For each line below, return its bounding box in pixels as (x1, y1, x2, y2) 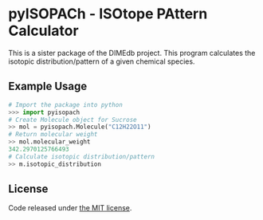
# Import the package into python (8, 100, 124, 108)
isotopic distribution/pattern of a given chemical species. (8, 57, 195, 66)
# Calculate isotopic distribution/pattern (8, 152, 155, 160)
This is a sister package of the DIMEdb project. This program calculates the (8, 48, 256, 57)
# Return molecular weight (8, 131, 98, 139)
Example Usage (8, 80, 88, 93)
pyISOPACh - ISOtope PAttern (8, 5, 208, 23)
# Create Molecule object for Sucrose (8, 116, 137, 124)
